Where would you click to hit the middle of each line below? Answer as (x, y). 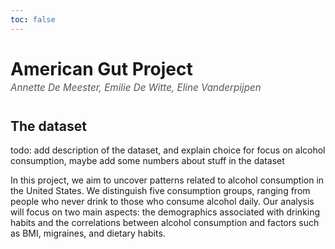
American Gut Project (101, 68)
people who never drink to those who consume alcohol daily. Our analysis (162, 201)
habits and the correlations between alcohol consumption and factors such (165, 222)
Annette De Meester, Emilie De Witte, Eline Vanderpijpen (136, 87)
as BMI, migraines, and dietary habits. (88, 233)
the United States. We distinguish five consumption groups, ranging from (160, 190)
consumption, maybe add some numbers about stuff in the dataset (147, 160)
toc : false (33, 19)
